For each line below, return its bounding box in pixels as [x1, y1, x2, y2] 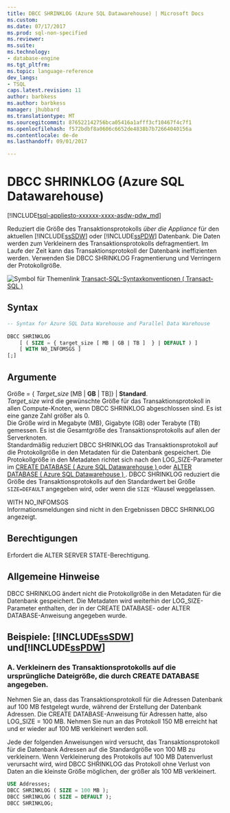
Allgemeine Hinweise [7, 571, 100, 583]
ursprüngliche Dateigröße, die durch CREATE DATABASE [7, 671, 200, 681]
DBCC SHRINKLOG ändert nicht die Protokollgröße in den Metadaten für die [7, 589, 222, 597]
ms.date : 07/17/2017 [7, 23, 67, 30]
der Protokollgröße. [7, 261, 62, 269]
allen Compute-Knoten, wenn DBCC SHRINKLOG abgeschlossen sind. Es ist [7, 404, 222, 412]
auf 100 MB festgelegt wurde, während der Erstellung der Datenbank [7, 703, 202, 711]
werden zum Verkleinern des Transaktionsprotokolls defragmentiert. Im [7, 239, 209, 248]
